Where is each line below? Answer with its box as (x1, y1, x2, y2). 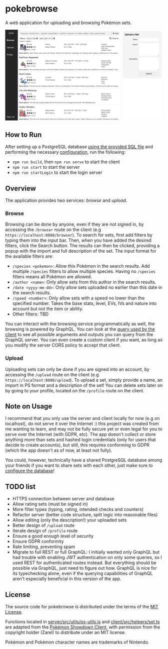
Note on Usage (5, 402, 52, 410)
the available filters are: (5, 253, 53, 259)
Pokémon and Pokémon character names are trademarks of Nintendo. (5, 639, 149, 645)
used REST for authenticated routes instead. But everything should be (12, 560, 156, 566)
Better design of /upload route (12, 522, 75, 528)
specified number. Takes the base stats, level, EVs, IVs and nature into (12, 300, 157, 306)
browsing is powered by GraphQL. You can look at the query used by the (5, 326, 155, 332)
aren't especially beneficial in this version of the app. (12, 576, 121, 582)
